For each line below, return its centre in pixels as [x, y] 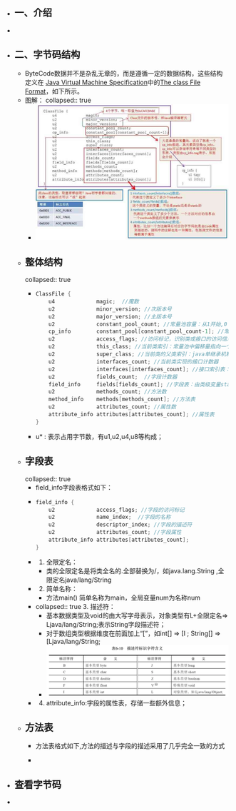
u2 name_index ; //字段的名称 [110, 517]
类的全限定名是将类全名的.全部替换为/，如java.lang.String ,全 [135, 570]
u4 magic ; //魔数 [94, 301]
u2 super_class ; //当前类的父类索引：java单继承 [135, 354]
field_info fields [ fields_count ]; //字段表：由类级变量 [135, 384]
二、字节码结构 [47, 55]
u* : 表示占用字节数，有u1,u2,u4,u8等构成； [99, 436]
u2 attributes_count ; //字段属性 [115, 533]
